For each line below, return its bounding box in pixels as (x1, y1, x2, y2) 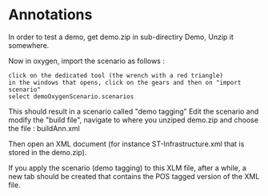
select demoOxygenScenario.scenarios (8, 92, 134, 101)
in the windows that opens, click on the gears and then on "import (8, 78, 242, 86)
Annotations (8, 6, 93, 24)
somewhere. (8, 40, 50, 50)
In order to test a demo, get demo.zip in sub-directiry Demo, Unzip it (8, 32, 234, 42)
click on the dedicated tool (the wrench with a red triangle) (8, 71, 224, 79)
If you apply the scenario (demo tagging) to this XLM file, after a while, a (8, 162, 246, 173)
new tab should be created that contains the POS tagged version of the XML (8, 171, 260, 181)
